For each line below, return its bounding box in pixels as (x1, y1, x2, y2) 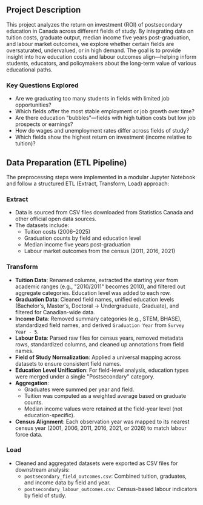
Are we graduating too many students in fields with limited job (15, 95, 170, 102)
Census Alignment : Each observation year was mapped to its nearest (15, 418, 190, 425)
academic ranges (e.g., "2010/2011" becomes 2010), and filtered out (15, 283, 186, 290)
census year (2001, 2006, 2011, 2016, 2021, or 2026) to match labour (15, 424, 187, 432)
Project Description (6, 5, 81, 15)
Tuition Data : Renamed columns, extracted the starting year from (15, 276, 179, 283)
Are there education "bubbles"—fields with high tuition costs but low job (15, 114, 196, 122)
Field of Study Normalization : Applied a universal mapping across (15, 354, 181, 361)
